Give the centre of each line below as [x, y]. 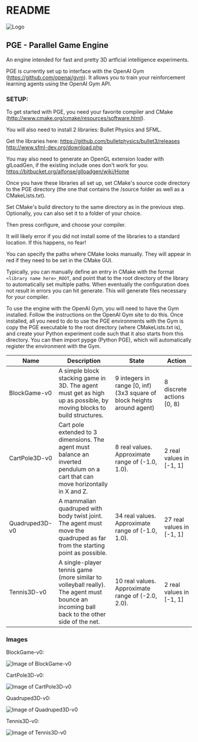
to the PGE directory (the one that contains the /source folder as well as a [95, 189]
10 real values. [135, 581]
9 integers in [132, 378]
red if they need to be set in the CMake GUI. [60, 261]
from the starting [82, 545]
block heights [133, 400]
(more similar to [80, 577]
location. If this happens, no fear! [46, 243]
